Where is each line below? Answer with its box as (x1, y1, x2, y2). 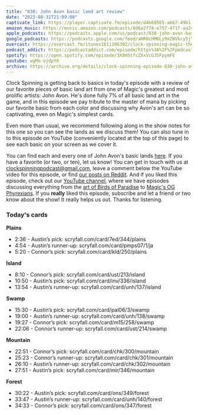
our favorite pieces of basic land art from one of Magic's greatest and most (6, 86, 189, 93)
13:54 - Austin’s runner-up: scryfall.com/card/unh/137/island (14, 283, 161, 290)
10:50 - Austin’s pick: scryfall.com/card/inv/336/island (14, 277, 146, 284)
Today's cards (6, 211, 48, 219)
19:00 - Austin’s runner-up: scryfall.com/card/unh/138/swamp (14, 313, 165, 320)
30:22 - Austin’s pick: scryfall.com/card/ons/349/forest (14, 389, 149, 396)
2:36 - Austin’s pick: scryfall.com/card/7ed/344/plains (14, 235, 146, 243)
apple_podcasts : (6, 31, 46, 36)
